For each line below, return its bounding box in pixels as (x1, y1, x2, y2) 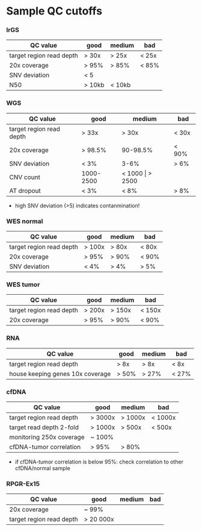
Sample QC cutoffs (6, 4, 103, 18)
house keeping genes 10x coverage (9, 369, 111, 378)
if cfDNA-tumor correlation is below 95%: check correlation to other (14, 458, 183, 465)
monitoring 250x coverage (9, 433, 85, 441)
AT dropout (9, 186, 41, 195)
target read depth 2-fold (9, 423, 79, 432)
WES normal (6, 217, 43, 225)
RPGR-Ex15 (6, 479, 40, 488)
